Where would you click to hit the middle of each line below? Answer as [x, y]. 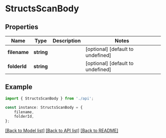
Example [19, 87]
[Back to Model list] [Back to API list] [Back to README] [62, 131]
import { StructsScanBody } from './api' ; [49, 98]
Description [67, 41]
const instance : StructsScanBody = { [44, 107]
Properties [22, 27]
